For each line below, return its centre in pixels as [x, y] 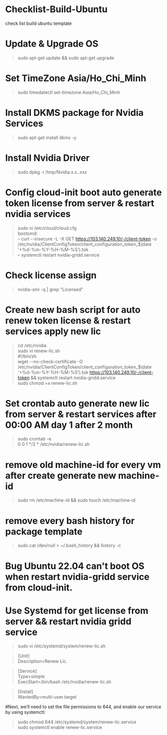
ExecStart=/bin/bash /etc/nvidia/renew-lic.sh [64, 682]
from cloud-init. [39, 587]
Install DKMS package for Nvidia [74, 113]
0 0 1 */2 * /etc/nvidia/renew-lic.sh [53, 444]
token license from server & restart [80, 203]
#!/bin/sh [27, 356]
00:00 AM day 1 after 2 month [69, 425]
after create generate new [61, 476]
